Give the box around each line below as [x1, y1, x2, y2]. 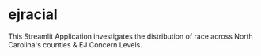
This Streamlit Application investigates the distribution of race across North [8, 32, 253, 41]
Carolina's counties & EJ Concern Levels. [8, 39, 142, 49]
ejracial [8, 6, 58, 24]
